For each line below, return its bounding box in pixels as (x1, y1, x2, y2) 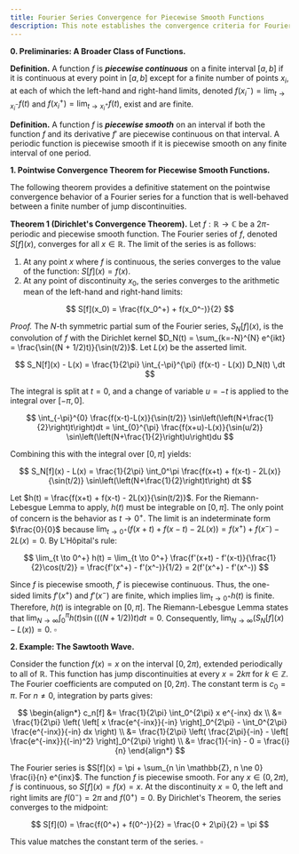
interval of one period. (10, 148, 91, 158)
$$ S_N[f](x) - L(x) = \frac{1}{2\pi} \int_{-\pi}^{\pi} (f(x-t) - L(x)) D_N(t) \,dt (14, 359, 286, 370)
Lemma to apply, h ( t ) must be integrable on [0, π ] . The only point (48, 502, 284, 513)
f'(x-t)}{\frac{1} (221, 553, 277, 563)
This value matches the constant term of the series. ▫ (10, 836, 203, 847)
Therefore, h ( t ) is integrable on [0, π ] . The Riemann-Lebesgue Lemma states (10, 602, 289, 612)
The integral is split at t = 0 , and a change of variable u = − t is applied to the (10, 386, 289, 396)
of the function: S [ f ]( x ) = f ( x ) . (22, 266, 131, 276)
